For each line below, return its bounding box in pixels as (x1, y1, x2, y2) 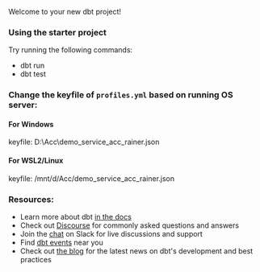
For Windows (8, 119, 54, 129)
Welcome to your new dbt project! (8, 7, 122, 16)
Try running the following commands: (8, 45, 133, 55)
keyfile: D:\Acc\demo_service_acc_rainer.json (8, 137, 160, 147)
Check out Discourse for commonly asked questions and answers (19, 220, 240, 230)
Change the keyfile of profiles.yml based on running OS (8, 89, 233, 101)
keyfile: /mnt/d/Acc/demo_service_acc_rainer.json (8, 173, 175, 183)
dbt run (19, 60, 45, 71)
